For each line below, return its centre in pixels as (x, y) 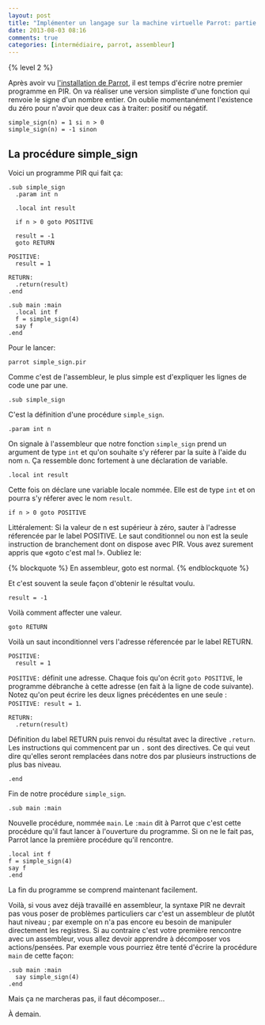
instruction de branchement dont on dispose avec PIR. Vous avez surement (131, 544)
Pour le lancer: (32, 347)
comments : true (33, 38)
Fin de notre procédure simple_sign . (67, 794)
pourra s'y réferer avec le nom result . (70, 498)
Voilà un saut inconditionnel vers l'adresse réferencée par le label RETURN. (131, 642)
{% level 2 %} (31, 67)
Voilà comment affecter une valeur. (65, 612)
